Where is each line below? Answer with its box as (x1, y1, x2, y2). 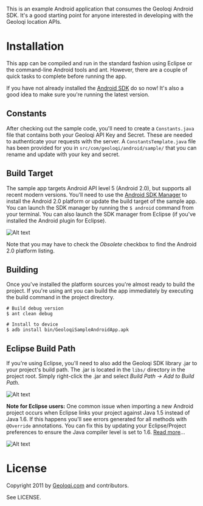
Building (6, 265, 38, 275)
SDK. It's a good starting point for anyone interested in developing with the (6, 12, 193, 19)
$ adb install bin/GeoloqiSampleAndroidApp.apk (6, 327, 129, 333)
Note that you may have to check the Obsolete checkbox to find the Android (6, 240, 197, 248)
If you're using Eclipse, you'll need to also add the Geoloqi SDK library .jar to (6, 360, 198, 367)
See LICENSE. (6, 494, 41, 501)
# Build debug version (6, 305, 64, 312)
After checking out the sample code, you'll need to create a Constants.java (6, 124, 194, 132)
